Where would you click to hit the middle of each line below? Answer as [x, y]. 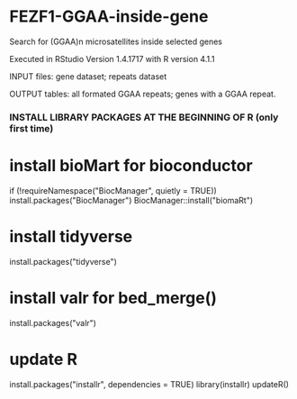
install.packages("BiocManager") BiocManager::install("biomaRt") [131, 200]
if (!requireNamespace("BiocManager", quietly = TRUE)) [113, 190]
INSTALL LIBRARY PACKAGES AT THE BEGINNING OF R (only [144, 117]
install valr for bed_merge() [113, 298]
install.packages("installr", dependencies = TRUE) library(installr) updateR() [149, 384]
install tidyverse [71, 236]
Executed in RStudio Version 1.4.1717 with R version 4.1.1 [112, 59]
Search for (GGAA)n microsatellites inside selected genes [116, 41]
